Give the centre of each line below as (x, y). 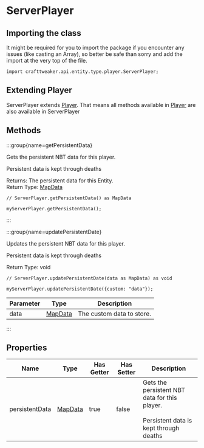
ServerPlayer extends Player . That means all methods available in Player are (101, 105)
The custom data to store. (115, 314)
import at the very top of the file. (47, 60)
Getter (100, 373)
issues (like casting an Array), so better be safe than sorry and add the (95, 54)
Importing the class (44, 33)
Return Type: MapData (34, 187)
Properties (27, 348)
